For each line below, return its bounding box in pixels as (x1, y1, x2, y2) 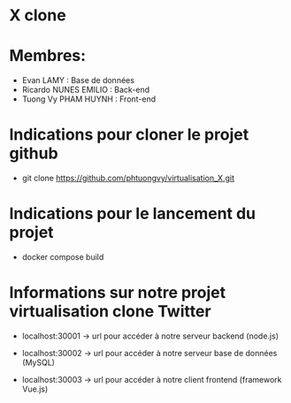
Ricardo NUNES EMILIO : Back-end (21, 85, 150, 95)
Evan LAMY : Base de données (21, 75, 135, 86)
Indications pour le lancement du (9, 204, 257, 224)
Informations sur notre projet (9, 283, 226, 303)
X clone (9, 5, 66, 26)
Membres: (9, 46, 87, 66)
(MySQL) (21, 357, 56, 368)
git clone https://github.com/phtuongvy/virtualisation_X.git (21, 173, 235, 184)
